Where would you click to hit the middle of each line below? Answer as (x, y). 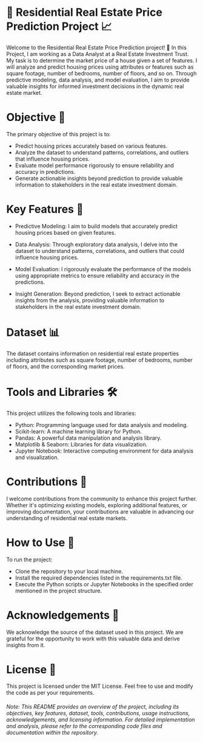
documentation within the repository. (52, 733)
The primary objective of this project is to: (58, 134)
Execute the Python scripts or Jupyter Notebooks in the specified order (104, 584)
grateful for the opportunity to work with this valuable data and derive (93, 639)
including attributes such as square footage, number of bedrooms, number (99, 360)
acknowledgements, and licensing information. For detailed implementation (101, 719)
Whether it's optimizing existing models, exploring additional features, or (97, 505)
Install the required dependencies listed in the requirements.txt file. (99, 578)
